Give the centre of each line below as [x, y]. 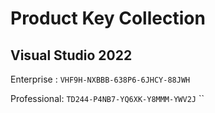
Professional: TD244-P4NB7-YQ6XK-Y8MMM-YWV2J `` [107, 98]
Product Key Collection [108, 18]
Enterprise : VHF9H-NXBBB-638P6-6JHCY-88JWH [100, 79]
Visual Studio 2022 [71, 55]
